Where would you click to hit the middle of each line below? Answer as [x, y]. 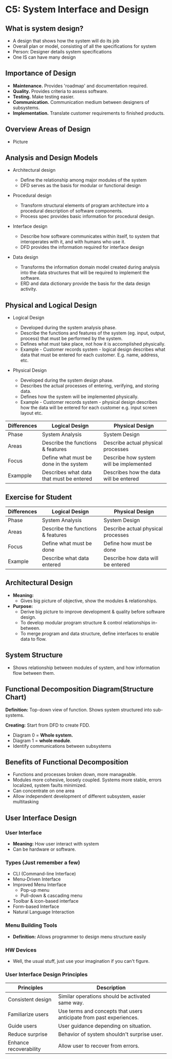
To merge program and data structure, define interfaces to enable [90, 633]
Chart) [16, 697]
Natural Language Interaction [44, 912]
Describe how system [129, 458]
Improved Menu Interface [39, 885]
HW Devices [21, 950]
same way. [71, 1003]
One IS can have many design [44, 57]
